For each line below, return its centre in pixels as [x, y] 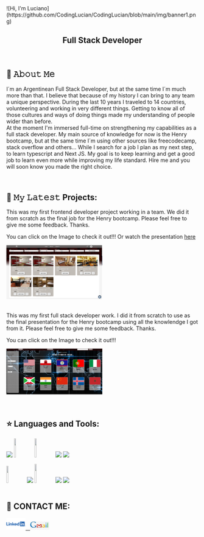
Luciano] [38, 8]
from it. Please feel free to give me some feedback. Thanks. [81, 328]
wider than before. [30, 121]
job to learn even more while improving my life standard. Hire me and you [98, 160]
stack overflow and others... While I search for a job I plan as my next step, [100, 147]
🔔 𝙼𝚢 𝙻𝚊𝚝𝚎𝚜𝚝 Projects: [52, 198]
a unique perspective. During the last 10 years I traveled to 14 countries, [96, 102]
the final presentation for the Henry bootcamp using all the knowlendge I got [102, 322]
